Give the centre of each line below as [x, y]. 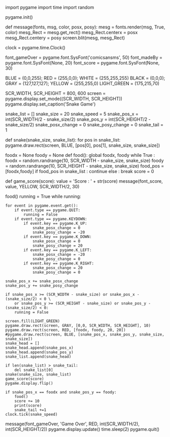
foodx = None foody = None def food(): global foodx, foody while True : [80, 155]
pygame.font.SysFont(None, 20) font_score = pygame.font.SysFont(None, [82, 63]
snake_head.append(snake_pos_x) [39, 348]
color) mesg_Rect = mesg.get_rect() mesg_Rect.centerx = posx [72, 32]
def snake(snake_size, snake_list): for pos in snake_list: [63, 140]
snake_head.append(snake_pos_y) [39, 352]
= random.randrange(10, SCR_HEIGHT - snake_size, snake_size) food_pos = [85, 166]
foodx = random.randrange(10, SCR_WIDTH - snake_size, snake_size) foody [84, 160]
